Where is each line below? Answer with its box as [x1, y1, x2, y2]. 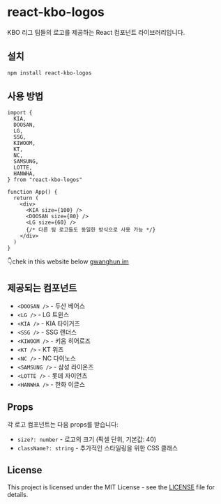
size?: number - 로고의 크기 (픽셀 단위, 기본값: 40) [17, 435, 157, 443]
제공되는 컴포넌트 [7, 282, 77, 293]
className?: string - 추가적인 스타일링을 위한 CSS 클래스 [17, 444, 178, 452]
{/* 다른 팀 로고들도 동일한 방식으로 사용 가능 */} [25, 227, 156, 234]
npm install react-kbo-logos [7, 69, 92, 77]
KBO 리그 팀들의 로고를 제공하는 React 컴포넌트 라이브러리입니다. [7, 28, 185, 36]
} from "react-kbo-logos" [7, 176, 82, 183]
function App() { [7, 189, 58, 196]
